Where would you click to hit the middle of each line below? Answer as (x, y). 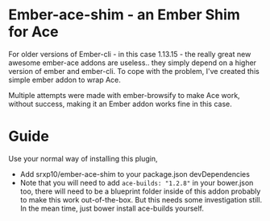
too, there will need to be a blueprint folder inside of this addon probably (140, 191)
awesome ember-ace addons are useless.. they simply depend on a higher (132, 63)
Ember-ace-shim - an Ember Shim (124, 15)
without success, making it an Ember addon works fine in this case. (120, 104)
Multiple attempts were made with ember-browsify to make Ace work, (124, 95)
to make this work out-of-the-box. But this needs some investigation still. (141, 199)
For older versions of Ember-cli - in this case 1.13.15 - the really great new (130, 54)
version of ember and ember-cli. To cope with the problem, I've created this (134, 71)
